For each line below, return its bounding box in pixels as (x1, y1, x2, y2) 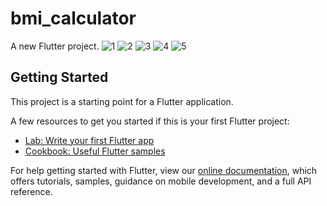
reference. (10, 185, 53, 197)
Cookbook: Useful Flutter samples (24, 145, 166, 157)
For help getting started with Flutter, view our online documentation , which (10, 164, 318, 176)
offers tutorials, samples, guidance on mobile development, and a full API (10, 175, 312, 187)
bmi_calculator (10, 7, 137, 30)
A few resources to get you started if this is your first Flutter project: (10, 115, 290, 127)
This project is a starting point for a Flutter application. (10, 95, 234, 107)
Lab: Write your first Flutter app (24, 134, 155, 146)
